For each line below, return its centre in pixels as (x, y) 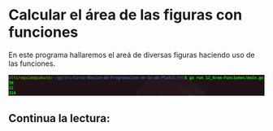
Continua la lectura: (59, 118)
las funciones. (32, 63)
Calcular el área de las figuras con (125, 15)
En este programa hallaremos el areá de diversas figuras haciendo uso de (132, 55)
